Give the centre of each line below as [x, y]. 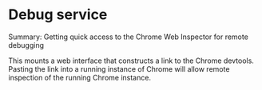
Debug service [58, 15]
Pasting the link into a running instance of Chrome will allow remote [119, 68]
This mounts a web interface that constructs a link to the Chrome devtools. [131, 61]
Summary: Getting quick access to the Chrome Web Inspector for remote [129, 37]
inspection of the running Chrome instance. [80, 77]
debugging [26, 45]
